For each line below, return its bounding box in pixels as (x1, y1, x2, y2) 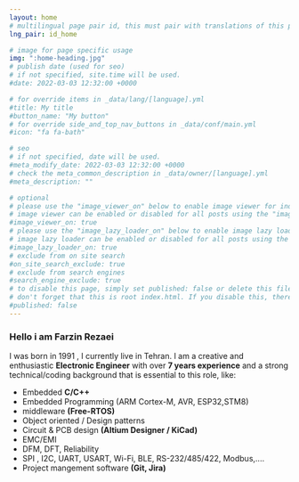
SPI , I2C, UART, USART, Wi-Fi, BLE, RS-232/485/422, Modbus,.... (21, 453, 265, 464)
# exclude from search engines (9, 268, 125, 277)
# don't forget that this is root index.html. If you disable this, (9, 293, 269, 302)
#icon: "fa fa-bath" (9, 128, 86, 137)
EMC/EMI (21, 434, 57, 445)
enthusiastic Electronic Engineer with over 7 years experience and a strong (9, 360, 289, 371)
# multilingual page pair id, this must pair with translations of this (9, 21, 285, 30)
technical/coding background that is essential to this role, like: (9, 370, 237, 380)
